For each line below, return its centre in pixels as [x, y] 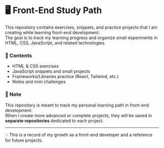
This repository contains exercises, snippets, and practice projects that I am [81, 27]
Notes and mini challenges [39, 82]
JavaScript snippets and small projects [51, 71]
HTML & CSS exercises [35, 66]
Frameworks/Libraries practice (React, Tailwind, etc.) [65, 77]
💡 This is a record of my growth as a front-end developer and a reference [79, 135]
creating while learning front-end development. [52, 32]
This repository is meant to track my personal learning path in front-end [77, 105]
